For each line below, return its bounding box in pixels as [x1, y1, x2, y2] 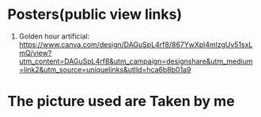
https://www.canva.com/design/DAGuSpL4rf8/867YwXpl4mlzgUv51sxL [18, 39, 253, 49]
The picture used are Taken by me [7, 93, 235, 111]
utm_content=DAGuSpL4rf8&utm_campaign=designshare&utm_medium [18, 57, 253, 66]
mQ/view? [18, 48, 52, 57]
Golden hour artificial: [18, 31, 90, 41]
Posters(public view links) [7, 5, 183, 24]
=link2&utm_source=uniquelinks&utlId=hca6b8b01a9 [18, 64, 191, 74]
